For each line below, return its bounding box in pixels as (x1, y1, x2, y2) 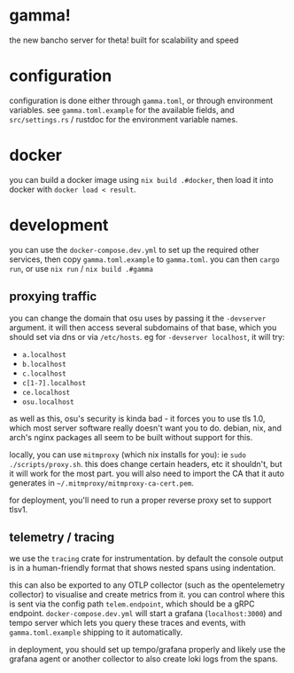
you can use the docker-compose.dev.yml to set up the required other (9, 244, 259, 255)
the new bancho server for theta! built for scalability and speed (9, 35, 239, 45)
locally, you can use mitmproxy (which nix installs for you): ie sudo (9, 449, 246, 460)
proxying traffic (9, 289, 97, 305)
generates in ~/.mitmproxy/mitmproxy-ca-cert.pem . (9, 477, 195, 488)
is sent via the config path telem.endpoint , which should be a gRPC (9, 598, 255, 609)
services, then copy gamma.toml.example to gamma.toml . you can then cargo (9, 254, 281, 265)
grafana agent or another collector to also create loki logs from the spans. (9, 653, 279, 664)
